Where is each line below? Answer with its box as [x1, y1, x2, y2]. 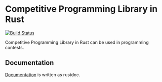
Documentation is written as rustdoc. [5, 72, 81, 78]
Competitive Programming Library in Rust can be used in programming [5, 39, 149, 45]
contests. [5, 44, 24, 50]
